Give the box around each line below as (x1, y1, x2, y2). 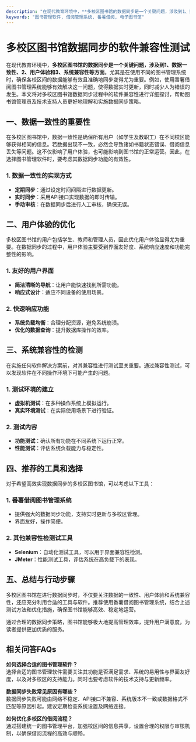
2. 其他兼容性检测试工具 (6, 534, 73, 542)
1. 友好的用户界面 (6, 267, 54, 275)
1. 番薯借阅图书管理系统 (6, 496, 72, 504)
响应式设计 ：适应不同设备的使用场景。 (14, 288, 107, 296)
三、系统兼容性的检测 (6, 345, 83, 355)
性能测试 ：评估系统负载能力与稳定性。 (14, 444, 107, 452)
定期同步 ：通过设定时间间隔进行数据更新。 (14, 186, 117, 193)
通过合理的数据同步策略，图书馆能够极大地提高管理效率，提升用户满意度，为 (6, 618, 190, 625)
